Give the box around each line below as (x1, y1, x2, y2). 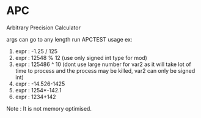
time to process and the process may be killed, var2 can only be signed (15, 67, 196, 74)
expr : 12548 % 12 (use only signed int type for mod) (15, 54, 148, 61)
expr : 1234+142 (15, 93, 56, 100)
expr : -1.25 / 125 (15, 47, 58, 55)
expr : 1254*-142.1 (15, 86, 62, 94)
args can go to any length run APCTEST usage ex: (6, 35, 133, 43)
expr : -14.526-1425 (15, 80, 65, 87)
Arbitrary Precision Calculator (6, 24, 81, 31)
